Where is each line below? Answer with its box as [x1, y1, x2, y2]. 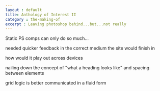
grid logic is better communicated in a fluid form [5, 80, 106, 86]
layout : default [5, 7, 42, 13]
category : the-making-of [5, 17, 60, 22]
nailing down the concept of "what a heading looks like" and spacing [5, 65, 150, 71]
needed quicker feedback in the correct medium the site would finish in [5, 45, 155, 51]
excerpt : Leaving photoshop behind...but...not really [5, 21, 126, 27]
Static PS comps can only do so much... [5, 35, 89, 41]
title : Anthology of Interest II [5, 12, 76, 17]
